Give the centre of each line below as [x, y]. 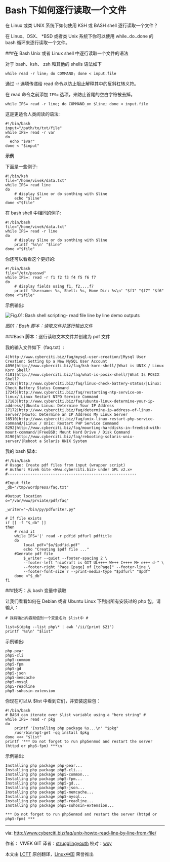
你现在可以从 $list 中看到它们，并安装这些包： [53, 701]
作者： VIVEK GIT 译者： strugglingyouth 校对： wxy [59, 843]
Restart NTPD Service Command [67, 397]
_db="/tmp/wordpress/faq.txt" [37, 487]
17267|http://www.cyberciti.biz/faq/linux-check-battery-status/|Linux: [83, 383]
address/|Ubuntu [22, 406]
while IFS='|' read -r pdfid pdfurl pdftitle [63, 536]
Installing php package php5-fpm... [44, 779]
